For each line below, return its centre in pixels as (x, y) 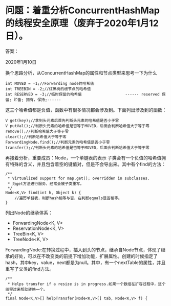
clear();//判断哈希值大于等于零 (36, 137)
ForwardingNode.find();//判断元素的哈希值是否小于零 (58, 142)
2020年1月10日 (21, 62)
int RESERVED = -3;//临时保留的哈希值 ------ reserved (82, 94)
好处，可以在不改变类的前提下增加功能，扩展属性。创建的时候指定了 (86, 256)
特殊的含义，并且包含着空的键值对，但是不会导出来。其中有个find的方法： (88, 164)
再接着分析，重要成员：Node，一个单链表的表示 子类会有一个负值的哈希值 (83, 158)
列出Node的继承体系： (29, 213)
